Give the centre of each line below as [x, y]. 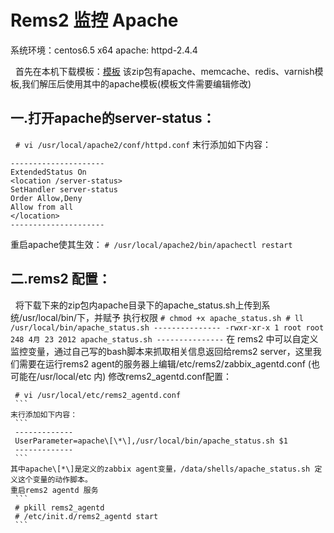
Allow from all [42, 207]
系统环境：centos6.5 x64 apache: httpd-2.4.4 [104, 50]
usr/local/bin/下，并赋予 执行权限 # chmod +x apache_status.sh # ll [163, 317]
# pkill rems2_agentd [59, 507]
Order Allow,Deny [46, 198]
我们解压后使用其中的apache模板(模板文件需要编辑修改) [136, 83]
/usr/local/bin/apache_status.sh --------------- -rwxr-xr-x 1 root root [167, 327]
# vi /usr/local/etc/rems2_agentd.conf [98, 395]
